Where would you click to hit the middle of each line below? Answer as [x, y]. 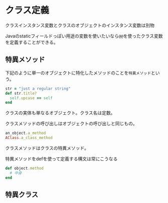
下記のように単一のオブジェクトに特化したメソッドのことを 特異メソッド [78, 73]
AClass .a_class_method [29, 138]
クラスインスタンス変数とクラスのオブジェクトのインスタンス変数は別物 [80, 25]
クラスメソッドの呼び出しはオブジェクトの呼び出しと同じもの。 [71, 123]
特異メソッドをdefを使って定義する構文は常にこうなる [61, 159]
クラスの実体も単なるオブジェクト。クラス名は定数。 [60, 113]
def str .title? [21, 93]
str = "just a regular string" [38, 89]
